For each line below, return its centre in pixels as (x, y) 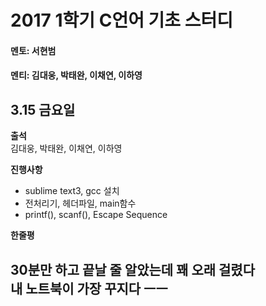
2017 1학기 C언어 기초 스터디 (122, 20)
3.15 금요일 (43, 109)
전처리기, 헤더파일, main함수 (80, 203)
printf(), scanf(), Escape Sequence (96, 215)
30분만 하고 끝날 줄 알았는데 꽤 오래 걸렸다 (132, 269)
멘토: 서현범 (33, 50)
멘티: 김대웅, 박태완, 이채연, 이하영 (76, 75)
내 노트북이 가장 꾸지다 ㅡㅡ (89, 288)
